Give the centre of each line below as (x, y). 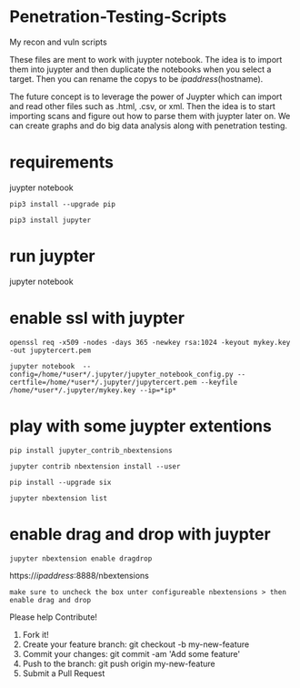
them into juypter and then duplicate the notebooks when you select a (140, 69)
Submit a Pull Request (64, 673)
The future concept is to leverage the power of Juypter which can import (146, 96)
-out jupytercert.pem (50, 350)
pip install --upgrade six (60, 482)
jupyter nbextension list (58, 498)
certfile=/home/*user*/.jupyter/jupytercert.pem (103, 382)
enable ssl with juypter (97, 318)
